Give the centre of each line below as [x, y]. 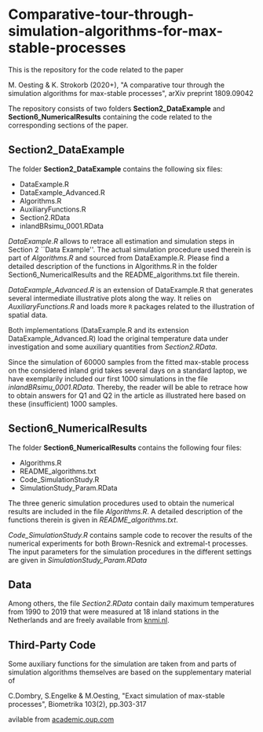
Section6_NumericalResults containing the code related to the [110, 116]
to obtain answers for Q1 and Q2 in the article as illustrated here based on [127, 395]
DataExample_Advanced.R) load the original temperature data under [119, 338]
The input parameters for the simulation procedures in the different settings [130, 551]
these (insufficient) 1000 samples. [63, 403]
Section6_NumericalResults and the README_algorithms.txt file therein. [124, 274]
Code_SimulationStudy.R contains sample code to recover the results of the [130, 535]
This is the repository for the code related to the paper [96, 69]
